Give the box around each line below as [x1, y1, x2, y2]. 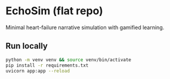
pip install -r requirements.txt [5, 62, 89, 68]
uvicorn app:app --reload [5, 68, 70, 74]
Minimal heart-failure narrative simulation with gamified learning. [5, 24, 165, 31]
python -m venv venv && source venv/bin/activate [5, 56, 132, 63]
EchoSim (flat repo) [5, 4, 104, 18]
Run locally [5, 41, 48, 51]
